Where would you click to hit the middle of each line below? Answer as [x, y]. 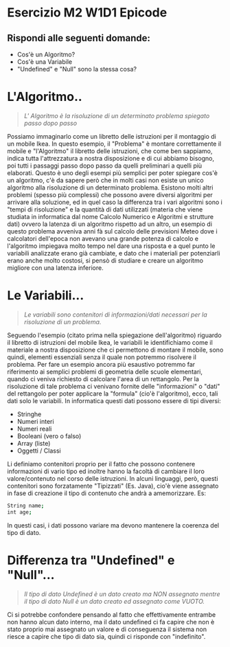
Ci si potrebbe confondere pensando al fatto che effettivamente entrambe [112, 614]
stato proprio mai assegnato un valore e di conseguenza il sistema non [107, 629]
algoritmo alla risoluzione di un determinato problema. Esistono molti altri [110, 188]
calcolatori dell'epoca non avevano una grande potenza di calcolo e [103, 238]
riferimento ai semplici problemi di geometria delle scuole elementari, [105, 372]
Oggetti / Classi [39, 451]
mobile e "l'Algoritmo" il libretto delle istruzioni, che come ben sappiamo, [110, 151]
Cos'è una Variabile [45, 62]
